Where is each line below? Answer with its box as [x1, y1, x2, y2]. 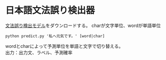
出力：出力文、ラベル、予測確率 [5, 49, 73, 55]
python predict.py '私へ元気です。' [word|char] [5, 34, 105, 39]
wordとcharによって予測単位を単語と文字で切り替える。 [5, 43, 124, 49]
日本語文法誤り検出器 [5, 5, 96, 16]
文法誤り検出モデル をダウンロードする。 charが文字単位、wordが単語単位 [5, 22, 161, 28]
